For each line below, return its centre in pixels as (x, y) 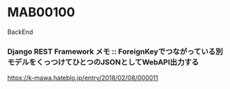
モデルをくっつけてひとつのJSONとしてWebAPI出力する (103, 62)
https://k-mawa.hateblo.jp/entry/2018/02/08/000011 (83, 78)
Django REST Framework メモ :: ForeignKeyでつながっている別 (115, 52)
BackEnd (20, 32)
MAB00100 (41, 12)
